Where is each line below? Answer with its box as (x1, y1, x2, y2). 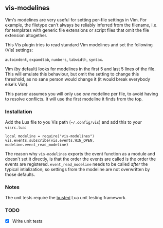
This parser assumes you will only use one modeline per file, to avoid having (5, 91, 158, 96)
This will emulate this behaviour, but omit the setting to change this (5, 71, 139, 77)
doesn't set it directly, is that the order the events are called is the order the (5, 156, 156, 162)
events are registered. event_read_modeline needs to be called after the (5, 161, 148, 167)
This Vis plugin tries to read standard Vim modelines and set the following (5, 41, 153, 48)
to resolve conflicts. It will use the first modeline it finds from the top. (5, 96, 143, 102)
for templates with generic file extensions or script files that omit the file (5, 27, 149, 33)
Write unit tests (12, 218, 43, 224)
